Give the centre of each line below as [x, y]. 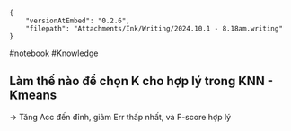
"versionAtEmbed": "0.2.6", [78, 21]
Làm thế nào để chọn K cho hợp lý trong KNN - [141, 81]
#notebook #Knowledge [54, 53]
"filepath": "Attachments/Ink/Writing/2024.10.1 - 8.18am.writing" [154, 29]
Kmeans [33, 96]
